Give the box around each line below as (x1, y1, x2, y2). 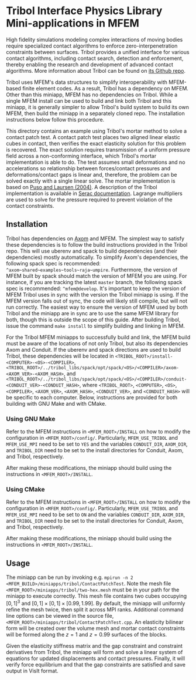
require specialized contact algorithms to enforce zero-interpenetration (6, 42, 178, 49)
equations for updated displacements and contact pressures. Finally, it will (6, 655, 185, 662)
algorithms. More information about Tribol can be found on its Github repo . (6, 67, 186, 74)
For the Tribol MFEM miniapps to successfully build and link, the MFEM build (6, 334, 191, 341)
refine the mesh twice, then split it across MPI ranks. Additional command (6, 606, 184, 613)
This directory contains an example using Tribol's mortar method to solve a (6, 127, 187, 134)
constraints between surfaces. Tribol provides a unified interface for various (6, 48, 190, 55)
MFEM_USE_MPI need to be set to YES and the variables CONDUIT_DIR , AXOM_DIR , (6, 440, 188, 447)
